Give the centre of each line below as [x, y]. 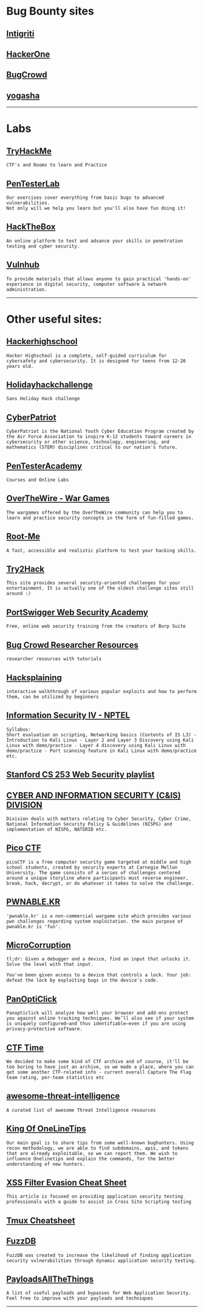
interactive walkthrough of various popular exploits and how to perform [102, 691]
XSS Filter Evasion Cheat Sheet [66, 1183]
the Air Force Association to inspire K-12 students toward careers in [99, 437]
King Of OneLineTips [46, 1129]
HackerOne [28, 54]
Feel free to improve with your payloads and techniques [80, 1298]
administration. [27, 289]
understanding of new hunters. [46, 1164]
